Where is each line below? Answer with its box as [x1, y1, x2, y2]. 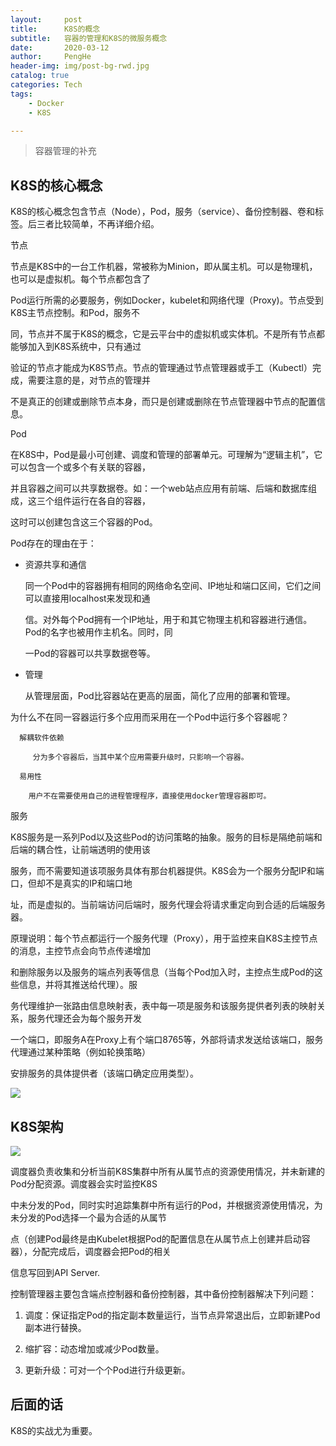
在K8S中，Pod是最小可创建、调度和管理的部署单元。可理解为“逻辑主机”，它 [10, 449, 323, 461]
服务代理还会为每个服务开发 [27, 1012, 142, 1025]
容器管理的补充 [34, 145, 97, 157]
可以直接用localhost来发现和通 [24, 592, 151, 605]
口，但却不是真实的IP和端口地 [10, 877, 133, 890]
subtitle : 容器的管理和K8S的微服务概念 [10, 33, 168, 43]
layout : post [10, 14, 83, 25]
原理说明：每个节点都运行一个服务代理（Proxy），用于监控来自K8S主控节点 [10, 932, 318, 945]
